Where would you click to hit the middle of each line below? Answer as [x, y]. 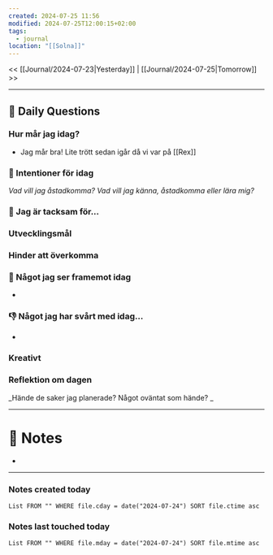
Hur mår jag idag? [44, 134]
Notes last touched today [59, 527]
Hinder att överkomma [54, 255]
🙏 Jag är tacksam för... [54, 212]
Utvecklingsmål [40, 233]
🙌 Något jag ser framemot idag [70, 277]
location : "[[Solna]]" [47, 46]
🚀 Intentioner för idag [51, 173]
